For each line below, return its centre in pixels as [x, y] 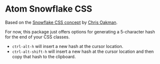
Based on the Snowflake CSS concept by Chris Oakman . [61, 22]
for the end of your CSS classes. [38, 37]
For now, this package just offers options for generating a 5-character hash [80, 32]
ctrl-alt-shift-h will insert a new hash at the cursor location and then [83, 51]
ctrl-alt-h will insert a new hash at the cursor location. [68, 46]
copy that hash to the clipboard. [44, 56]
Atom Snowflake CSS [49, 9]
